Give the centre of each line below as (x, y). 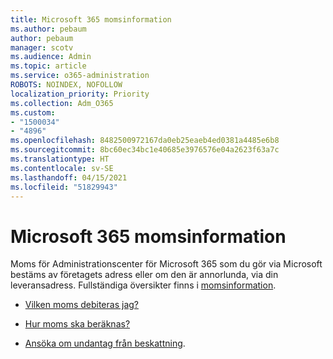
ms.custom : (33, 112)
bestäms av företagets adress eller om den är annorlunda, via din (144, 275)
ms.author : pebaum (48, 29)
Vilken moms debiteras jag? (81, 305)
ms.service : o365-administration (80, 76)
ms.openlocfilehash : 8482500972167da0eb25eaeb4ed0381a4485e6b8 (145, 141)
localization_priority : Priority (80, 94)
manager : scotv (42, 47)
